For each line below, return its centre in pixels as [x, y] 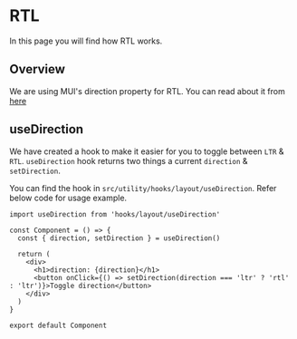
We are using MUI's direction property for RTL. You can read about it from [147, 91]
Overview [38, 69]
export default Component [58, 325]
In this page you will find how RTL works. [86, 41]
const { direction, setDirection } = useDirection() [119, 238]
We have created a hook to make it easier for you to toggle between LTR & [147, 151]
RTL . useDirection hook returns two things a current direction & [129, 160]
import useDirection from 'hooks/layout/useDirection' [115, 214]
